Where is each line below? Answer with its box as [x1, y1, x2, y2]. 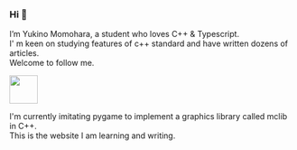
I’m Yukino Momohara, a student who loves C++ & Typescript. [9, 29, 240, 40]
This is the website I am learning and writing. [9, 130, 176, 141]
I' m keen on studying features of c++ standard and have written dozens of [9, 38, 289, 49]
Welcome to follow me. [9, 58, 95, 69]
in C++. [9, 121, 38, 132]
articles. [9, 48, 40, 59]
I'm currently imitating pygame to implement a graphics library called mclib [9, 111, 287, 122]
